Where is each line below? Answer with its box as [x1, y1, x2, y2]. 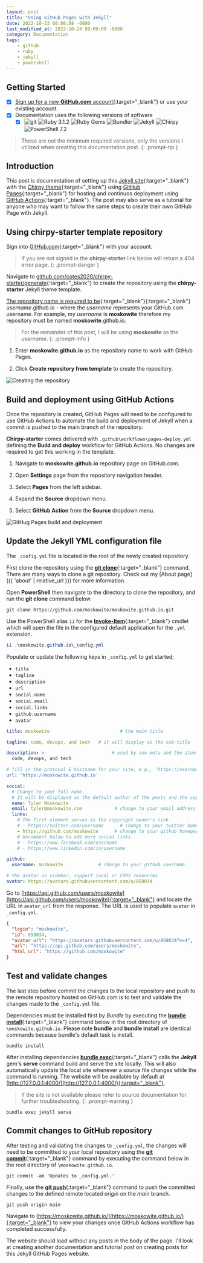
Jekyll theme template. [25, 286, 82, 293]
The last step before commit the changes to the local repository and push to [6, 987, 196, 994]
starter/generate [6, 280, 47, 287]
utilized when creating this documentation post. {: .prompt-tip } [21, 143, 178, 150]
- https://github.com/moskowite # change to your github [17, 828, 177, 834]
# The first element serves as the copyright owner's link [17, 817, 169, 823]
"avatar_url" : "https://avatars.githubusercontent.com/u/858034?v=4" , [11, 937, 193, 943]
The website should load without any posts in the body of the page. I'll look [6, 1237, 193, 1244]
